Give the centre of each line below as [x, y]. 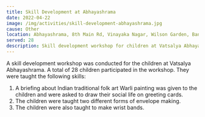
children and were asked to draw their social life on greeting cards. [99, 94]
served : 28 [20, 40]
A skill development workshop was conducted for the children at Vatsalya [99, 63]
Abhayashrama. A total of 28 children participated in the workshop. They [98, 69]
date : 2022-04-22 [28, 18]
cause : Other [23, 29]
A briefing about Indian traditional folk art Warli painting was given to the [106, 88]
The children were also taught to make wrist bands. [80, 107]
